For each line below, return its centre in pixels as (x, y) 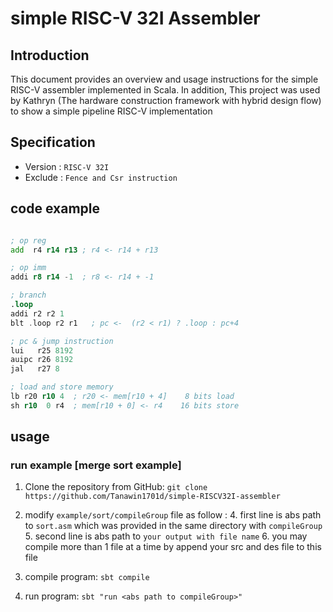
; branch (28, 295)
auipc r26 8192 (42, 360)
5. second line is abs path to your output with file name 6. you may (166, 536)
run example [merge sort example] (96, 465)
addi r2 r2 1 (37, 313)
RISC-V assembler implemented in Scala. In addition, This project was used (165, 90)
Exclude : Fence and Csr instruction (101, 177)
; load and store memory (62, 387)
